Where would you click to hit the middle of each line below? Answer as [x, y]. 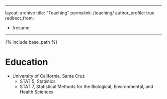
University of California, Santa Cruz [48, 76]
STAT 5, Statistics [38, 81]
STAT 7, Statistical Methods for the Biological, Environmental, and [86, 86]
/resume [21, 28]
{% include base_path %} [31, 42]
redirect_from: [20, 18]
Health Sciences [37, 92]
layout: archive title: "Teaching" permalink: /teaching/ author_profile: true [80, 13]
